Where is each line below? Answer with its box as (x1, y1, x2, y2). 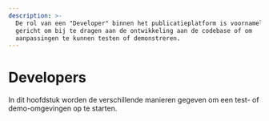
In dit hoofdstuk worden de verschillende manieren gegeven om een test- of (8, 95, 259, 105)
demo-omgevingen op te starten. (8, 103, 118, 113)
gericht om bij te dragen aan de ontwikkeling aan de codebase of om (15, 26, 252, 34)
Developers (8, 69, 86, 87)
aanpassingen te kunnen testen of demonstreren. (15, 34, 181, 42)
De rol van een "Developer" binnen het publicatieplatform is (15, 19, 227, 27)
